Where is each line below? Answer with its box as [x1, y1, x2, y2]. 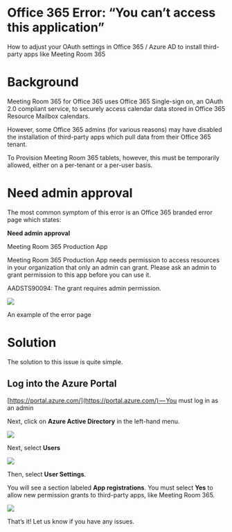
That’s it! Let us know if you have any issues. [7, 517, 135, 525]
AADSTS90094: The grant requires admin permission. [7, 284, 161, 292]
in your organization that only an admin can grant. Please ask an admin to [7, 263, 217, 271]
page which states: [7, 215, 62, 223]
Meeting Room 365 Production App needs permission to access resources [7, 255, 220, 264]
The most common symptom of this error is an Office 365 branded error [7, 208, 213, 216]
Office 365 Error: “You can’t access [7, 5, 216, 21]
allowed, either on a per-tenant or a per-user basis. [7, 161, 153, 169]
